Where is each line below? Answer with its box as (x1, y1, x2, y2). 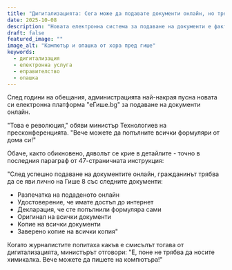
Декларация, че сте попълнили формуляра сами (17, 205, 162, 214)
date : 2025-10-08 (7, 17, 57, 23)
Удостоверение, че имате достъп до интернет (17, 198, 154, 206)
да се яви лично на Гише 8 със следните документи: (7, 177, 164, 186)
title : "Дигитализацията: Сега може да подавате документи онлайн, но (7, 10, 215, 17)
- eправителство (13, 68, 60, 75)
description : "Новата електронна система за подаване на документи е (7, 23, 212, 30)
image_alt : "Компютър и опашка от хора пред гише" (7, 42, 156, 49)
